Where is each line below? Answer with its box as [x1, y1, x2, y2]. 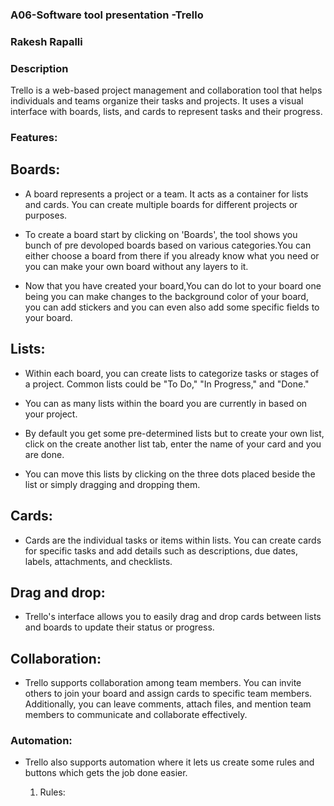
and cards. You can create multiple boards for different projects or [24, 198, 298, 210]
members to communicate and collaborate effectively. [24, 709, 248, 721]
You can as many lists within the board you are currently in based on [24, 397, 308, 409]
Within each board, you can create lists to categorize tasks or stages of [24, 367, 320, 379]
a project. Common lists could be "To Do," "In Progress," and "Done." [24, 378, 310, 390]
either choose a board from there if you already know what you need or [24, 249, 320, 262]
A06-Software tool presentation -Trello [10, 8, 204, 22]
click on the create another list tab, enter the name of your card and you [24, 438, 322, 450]
